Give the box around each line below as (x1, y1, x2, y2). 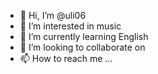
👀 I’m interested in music (19, 20, 122, 32)
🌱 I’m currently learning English (19, 31, 149, 42)
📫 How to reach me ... (19, 53, 113, 64)
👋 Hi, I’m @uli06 (19, 10, 87, 21)
